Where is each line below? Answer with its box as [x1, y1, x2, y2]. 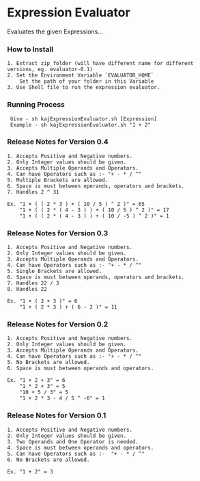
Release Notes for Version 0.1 [7, 411, 106, 420]
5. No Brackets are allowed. [7, 359, 90, 366]
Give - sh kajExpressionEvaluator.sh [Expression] [10, 115, 157, 122]
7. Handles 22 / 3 [7, 280, 59, 287]
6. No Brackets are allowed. [7, 456, 90, 463]
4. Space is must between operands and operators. [7, 444, 154, 451]
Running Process [7, 100, 65, 109]
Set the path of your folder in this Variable [19, 78, 154, 85]
